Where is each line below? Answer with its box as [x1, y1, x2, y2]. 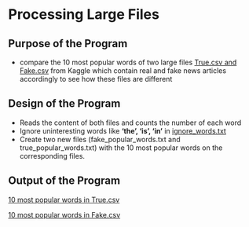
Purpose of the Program [8, 37, 128, 50]
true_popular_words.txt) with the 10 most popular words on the [19, 143, 223, 152]
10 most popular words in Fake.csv [8, 210, 121, 219]
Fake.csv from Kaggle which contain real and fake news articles [19, 66, 226, 75]
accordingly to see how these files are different [19, 75, 173, 83]
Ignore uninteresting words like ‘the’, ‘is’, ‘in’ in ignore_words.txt [19, 126, 226, 135]
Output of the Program [8, 174, 120, 188]
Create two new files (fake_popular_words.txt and [19, 134, 181, 144]
